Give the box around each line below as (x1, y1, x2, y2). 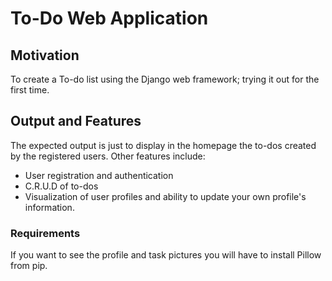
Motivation (10, 47, 80, 64)
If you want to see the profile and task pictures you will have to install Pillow (10, 249, 322, 261)
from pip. (10, 260, 48, 272)
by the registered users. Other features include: (10, 150, 206, 162)
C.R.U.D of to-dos (24, 180, 99, 192)
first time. (10, 84, 50, 96)
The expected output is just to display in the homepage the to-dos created (10, 139, 317, 151)
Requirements (10, 226, 81, 240)
